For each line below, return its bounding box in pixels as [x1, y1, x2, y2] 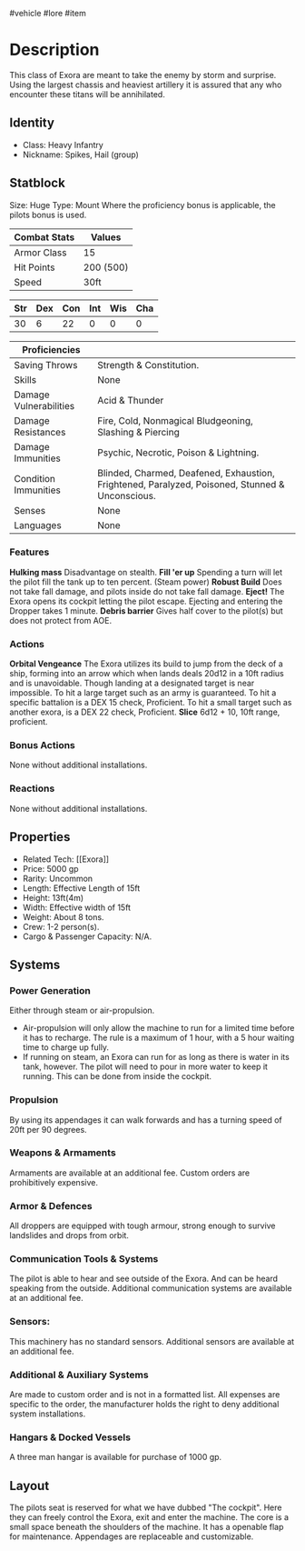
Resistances [14, 425, 66, 438]
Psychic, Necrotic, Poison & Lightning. [96, 445, 260, 458]
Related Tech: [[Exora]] [22, 854, 110, 865]
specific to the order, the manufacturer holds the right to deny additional [9, 1399, 280, 1410]
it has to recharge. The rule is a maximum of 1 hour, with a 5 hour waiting [22, 1032, 295, 1044]
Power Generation [9, 984, 91, 996]
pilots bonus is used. [9, 209, 87, 220]
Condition [14, 472, 56, 485]
